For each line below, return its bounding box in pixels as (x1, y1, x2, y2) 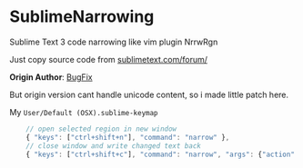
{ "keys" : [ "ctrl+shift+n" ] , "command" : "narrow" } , (25, 133, 230, 142)
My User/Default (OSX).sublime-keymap (9, 106, 158, 117)
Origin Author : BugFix (9, 71, 93, 83)
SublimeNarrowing (9, 6, 155, 27)
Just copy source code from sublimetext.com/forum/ (9, 54, 207, 64)
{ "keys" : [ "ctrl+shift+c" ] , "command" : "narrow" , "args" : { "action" (25, 150, 296, 159)
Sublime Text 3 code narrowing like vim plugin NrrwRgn (9, 36, 218, 47)
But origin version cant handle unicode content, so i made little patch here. (9, 89, 289, 100)
